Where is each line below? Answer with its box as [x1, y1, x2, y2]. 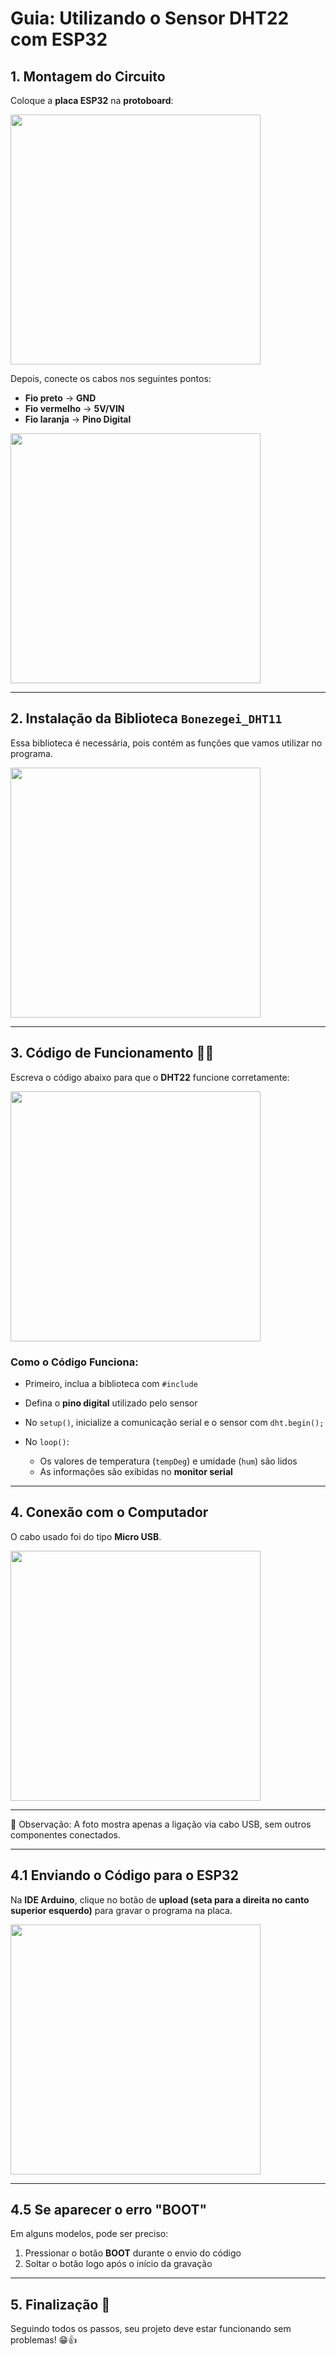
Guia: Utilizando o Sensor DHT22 [10, 7, 290, 30]
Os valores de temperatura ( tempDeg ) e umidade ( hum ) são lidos [39, 1455, 298, 1467]
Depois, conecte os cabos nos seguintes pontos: [10, 373, 212, 384]
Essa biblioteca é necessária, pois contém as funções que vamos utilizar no [10, 737, 323, 749]
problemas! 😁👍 [10, 2334, 78, 2346]
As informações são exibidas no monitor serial [39, 1465, 233, 1477]
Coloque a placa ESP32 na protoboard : [10, 95, 174, 106]
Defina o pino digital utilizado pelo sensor [24, 1397, 198, 1409]
